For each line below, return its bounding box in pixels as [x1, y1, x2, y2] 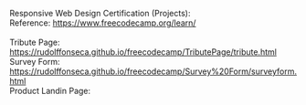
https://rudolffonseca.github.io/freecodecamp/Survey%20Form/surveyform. [9, 66, 297, 77]
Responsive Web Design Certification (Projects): [9, 8, 191, 18]
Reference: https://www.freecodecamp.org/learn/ [9, 17, 196, 28]
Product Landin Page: [9, 86, 91, 96]
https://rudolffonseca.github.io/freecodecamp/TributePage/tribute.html [9, 47, 277, 58]
